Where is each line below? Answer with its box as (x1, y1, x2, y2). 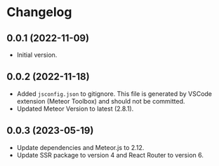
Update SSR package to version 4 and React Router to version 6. (16, 151, 204, 159)
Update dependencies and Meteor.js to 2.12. (16, 143, 145, 151)
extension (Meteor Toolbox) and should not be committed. (16, 97, 185, 105)
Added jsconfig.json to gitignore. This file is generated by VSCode (16, 89, 212, 98)
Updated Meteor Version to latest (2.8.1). (16, 104, 134, 113)
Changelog (6, 4, 72, 20)
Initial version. (16, 50, 58, 59)
